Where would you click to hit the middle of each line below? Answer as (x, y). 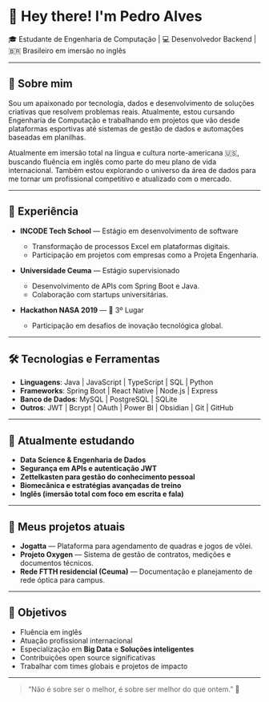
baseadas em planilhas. (47, 137)
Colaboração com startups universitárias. (100, 294)
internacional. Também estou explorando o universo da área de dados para (132, 170)
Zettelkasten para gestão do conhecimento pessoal (107, 477)
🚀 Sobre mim (41, 84)
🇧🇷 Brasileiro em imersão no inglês (67, 50)
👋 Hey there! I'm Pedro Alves (105, 16)
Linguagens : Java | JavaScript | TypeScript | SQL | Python (116, 382)
